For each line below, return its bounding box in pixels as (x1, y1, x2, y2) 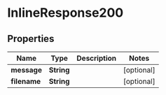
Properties (7, 33, 55, 45)
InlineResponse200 (7, 5, 124, 21)
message (11, 65, 42, 75)
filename (11, 77, 41, 86)
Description (76, 54, 117, 63)
